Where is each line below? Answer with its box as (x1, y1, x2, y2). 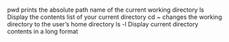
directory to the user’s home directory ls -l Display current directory (7, 20, 199, 28)
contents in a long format (7, 27, 78, 35)
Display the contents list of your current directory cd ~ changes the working (7, 13, 222, 21)
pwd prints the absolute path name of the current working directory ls (7, 6, 204, 14)
